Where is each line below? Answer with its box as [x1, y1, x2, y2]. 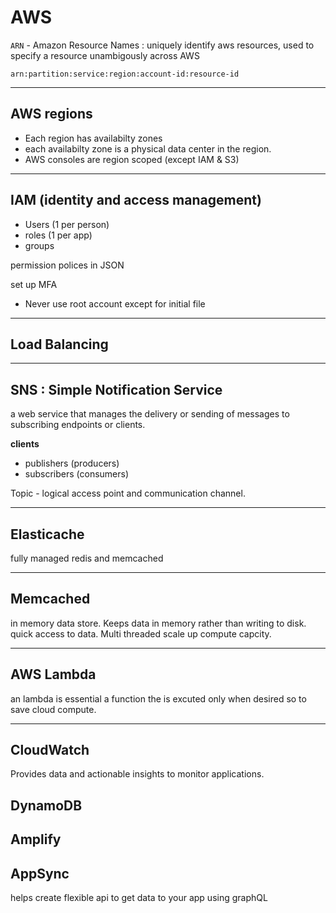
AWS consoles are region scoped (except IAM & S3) [24, 153, 240, 165]
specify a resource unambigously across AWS [10, 49, 200, 61]
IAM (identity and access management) [10, 192, 262, 209]
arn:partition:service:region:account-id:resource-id [10, 69, 240, 79]
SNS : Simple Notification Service [10, 381, 223, 398]
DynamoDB [10, 797, 83, 814]
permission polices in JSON [10, 259, 125, 271]
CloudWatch [10, 742, 90, 759]
